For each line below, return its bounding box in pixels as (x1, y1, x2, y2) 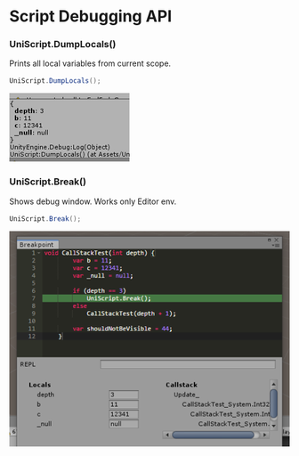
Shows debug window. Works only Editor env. (9, 196, 177, 207)
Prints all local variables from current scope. (9, 58, 172, 69)
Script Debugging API (9, 6, 173, 27)
